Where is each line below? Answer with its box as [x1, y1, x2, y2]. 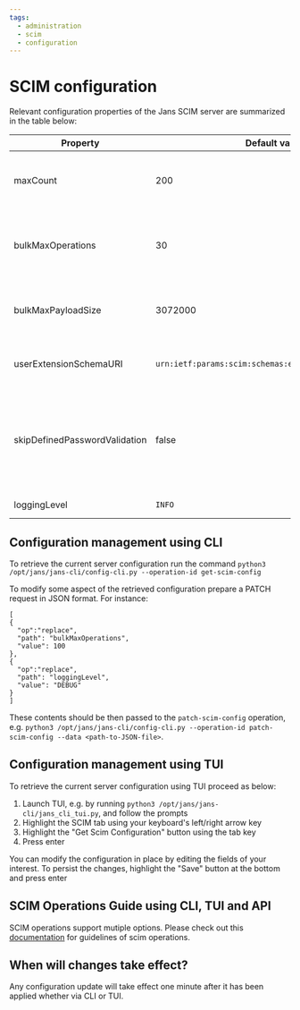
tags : [9, 13, 29, 22]
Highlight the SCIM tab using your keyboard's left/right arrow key [21, 817, 262, 828]
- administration [17, 21, 82, 30]
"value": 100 [17, 641, 66, 650]
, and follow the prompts [97, 807, 188, 819]
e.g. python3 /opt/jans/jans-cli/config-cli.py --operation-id [9, 722, 246, 732]
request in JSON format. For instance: [9, 593, 149, 604]
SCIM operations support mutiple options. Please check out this [9, 922, 244, 933]
